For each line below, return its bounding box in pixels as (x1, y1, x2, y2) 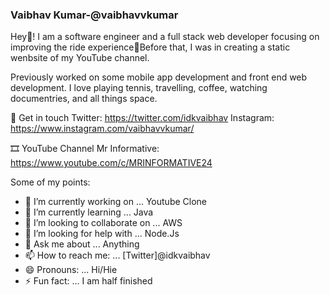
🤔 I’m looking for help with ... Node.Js (24, 228, 180, 240)
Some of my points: (10, 176, 91, 188)
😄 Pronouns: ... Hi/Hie (24, 264, 118, 276)
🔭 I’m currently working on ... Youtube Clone (24, 196, 207, 208)
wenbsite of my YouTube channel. (10, 52, 150, 64)
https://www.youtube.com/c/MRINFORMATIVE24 (10, 157, 213, 169)
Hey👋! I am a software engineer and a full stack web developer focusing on (10, 31, 320, 43)
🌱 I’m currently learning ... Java (24, 206, 154, 218)
